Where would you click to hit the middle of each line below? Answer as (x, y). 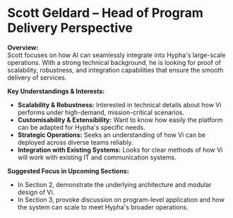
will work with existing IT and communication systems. (97, 157)
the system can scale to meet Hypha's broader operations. (103, 207)
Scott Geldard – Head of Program (105, 13)
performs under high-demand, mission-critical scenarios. (101, 112)
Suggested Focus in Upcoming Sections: (68, 171)
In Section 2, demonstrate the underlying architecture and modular (114, 184)
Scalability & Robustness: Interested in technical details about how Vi (119, 104)
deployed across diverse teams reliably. (75, 142)
